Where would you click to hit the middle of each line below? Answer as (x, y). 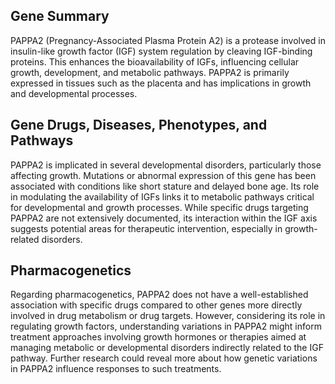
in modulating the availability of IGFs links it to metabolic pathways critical (162, 196)
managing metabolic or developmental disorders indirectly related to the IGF (167, 348)
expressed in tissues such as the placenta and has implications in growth (161, 83)
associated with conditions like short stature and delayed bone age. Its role (165, 186)
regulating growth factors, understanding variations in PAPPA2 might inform (166, 326)
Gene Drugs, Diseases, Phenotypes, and (139, 125)
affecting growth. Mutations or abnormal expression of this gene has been (163, 175)
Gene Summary (60, 16)
